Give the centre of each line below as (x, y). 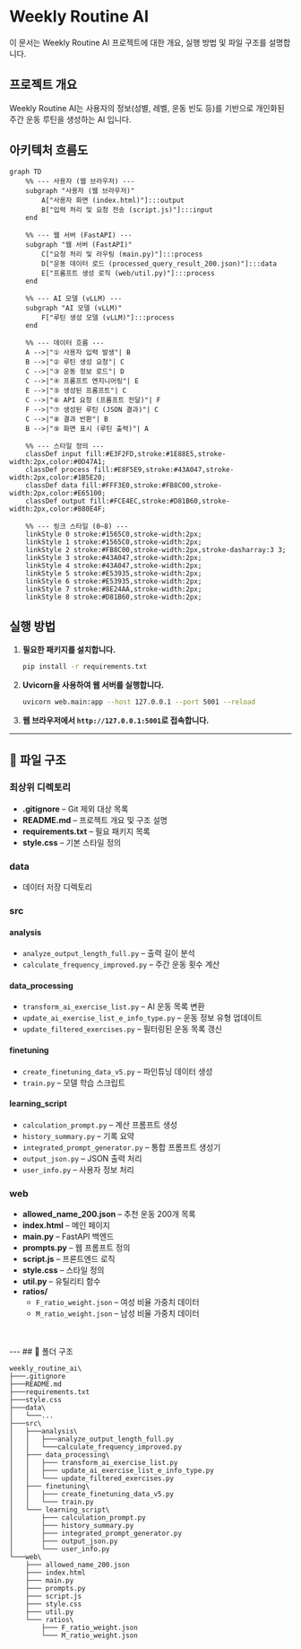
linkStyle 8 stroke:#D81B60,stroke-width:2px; (114, 597)
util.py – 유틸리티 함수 (61, 1282)
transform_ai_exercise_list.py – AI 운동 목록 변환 (113, 1006)
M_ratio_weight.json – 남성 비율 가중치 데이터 (117, 1313)
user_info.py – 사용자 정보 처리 (78, 1170)
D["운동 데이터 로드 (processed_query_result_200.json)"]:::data (159, 263)
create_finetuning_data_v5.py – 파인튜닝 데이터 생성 (117, 1071)
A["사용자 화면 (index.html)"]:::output (113, 200)
